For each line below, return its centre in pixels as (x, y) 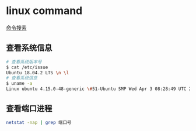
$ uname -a (19, 84)
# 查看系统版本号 (24, 62)
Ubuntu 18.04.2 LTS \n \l (37, 73)
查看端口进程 (29, 108)
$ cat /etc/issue (27, 67)
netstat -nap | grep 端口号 (39, 122)
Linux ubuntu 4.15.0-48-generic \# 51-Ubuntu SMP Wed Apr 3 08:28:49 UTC (96, 89)
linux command (44, 11)
